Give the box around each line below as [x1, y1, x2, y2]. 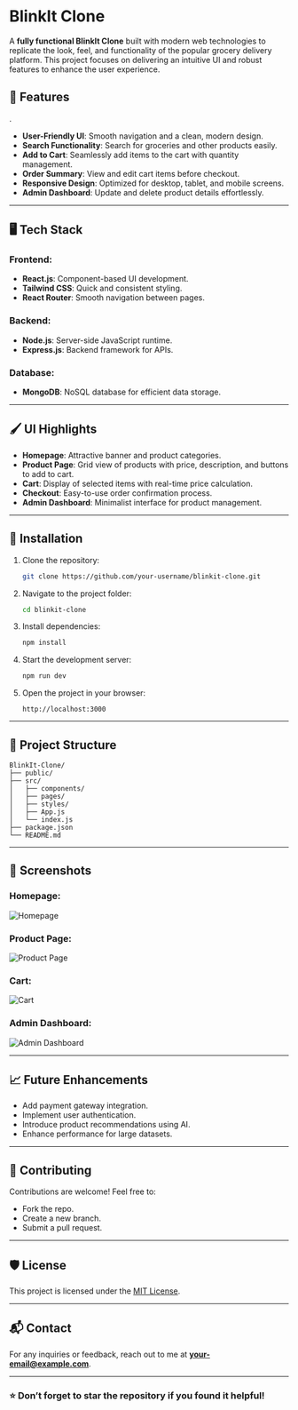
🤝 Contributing [9, 1162, 92, 1178]
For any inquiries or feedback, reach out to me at [9, 1349, 188, 1359]
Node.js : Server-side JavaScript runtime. [21, 335, 173, 346]
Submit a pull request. [21, 1223, 103, 1233]
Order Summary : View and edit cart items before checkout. [21, 168, 240, 179]
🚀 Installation [9, 531, 83, 546]
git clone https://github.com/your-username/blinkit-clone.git [21, 571, 262, 581]
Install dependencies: [21, 621, 101, 632]
